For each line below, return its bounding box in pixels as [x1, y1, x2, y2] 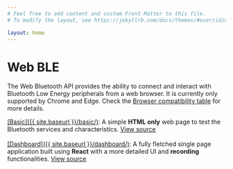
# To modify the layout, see [7, 17, 92, 24]
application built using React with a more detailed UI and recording [7, 147, 200, 156]
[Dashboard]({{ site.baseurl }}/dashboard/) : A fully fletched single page [7, 140, 212, 148]
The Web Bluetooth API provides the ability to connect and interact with [7, 82, 212, 90]
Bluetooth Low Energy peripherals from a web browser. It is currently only [7, 90, 218, 98]
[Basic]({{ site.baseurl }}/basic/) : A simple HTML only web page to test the [7, 118, 221, 126]
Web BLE [7, 59, 60, 75]
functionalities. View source [7, 154, 87, 163]
